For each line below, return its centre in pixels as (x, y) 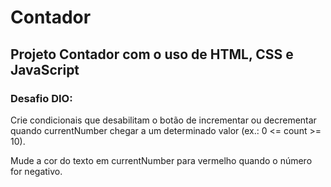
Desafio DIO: (41, 98)
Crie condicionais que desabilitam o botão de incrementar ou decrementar (163, 120)
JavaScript (45, 69)
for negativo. (36, 171)
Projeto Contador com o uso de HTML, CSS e (152, 54)
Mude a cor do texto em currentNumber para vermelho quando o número (161, 160)
